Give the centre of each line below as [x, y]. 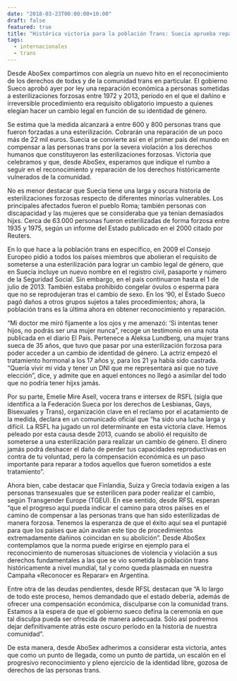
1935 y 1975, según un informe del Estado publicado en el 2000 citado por [115, 228]
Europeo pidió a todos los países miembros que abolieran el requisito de [112, 257]
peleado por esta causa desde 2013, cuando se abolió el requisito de [107, 434]
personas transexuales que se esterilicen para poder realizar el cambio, [111, 493]
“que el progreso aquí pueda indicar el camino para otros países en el [108, 507]
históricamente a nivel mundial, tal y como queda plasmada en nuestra [110, 567]
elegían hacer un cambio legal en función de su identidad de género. [107, 111]
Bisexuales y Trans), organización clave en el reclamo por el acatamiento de [118, 411]
